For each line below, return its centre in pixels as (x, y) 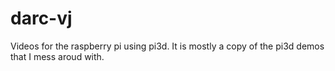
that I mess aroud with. (57, 56)
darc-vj (41, 18)
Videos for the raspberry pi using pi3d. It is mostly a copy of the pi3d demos (167, 46)
